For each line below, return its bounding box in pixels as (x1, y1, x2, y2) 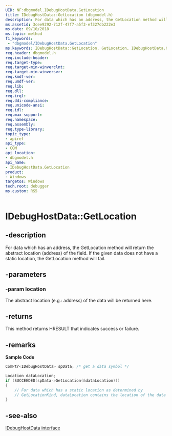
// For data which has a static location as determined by (14, 387, 143, 392)
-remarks (5, 340, 36, 349)
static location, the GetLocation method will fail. (5, 255, 106, 261)
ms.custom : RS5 (5, 189, 38, 194)
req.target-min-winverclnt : (5, 65, 66, 70)
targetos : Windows (5, 179, 45, 184)
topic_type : (5, 131, 31, 136)
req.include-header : (5, 55, 50, 60)
